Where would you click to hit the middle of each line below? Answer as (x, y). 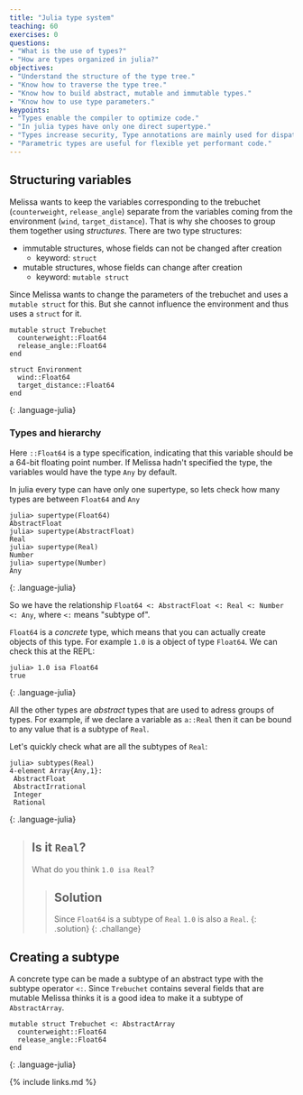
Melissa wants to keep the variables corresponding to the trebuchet (135, 202)
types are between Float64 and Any (75, 499)
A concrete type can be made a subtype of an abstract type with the (137, 979)
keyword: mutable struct (83, 277)
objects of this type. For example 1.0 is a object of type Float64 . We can (143, 641)
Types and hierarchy (55, 433)
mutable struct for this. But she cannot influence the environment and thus (149, 304)
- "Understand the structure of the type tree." (102, 77)
